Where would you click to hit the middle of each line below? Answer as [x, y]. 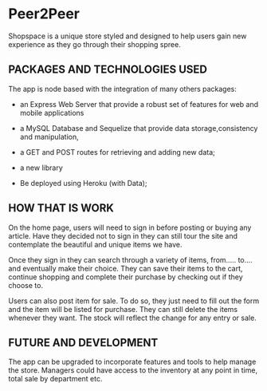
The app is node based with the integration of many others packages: [123, 89]
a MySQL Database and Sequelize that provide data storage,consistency [139, 128]
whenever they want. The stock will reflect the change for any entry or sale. [132, 318]
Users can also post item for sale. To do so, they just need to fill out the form [134, 301]
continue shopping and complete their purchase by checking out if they [126, 277]
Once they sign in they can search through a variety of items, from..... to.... [130, 259]
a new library [41, 168]
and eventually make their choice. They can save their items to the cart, [126, 268]
